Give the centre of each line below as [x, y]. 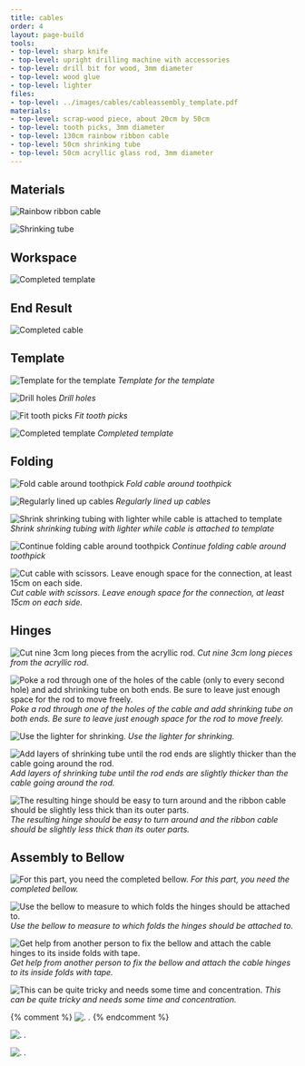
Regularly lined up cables [163, 501]
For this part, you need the [240, 879]
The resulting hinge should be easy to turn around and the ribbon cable [144, 819]
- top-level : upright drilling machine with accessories [120, 60]
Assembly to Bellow [68, 858]
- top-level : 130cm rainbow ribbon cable [90, 136]
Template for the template [166, 380]
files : [23, 94]
